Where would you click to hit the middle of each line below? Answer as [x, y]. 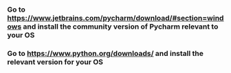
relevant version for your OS [55, 61]
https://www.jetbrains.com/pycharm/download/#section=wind [115, 18]
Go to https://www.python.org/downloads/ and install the [106, 53]
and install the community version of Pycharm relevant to [121, 27]
